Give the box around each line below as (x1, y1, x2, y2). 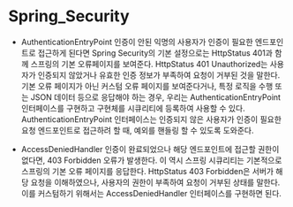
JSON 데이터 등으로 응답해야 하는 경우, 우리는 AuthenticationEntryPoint (30, 91, 282, 103)
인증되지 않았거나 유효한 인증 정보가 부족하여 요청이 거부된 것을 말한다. (37, 69, 281, 80)
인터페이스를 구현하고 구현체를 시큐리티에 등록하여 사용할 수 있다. (20, 103, 245, 113)
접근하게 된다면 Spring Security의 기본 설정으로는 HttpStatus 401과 (37, 47, 273, 58)
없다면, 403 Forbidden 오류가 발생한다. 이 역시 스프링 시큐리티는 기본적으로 (20, 155, 282, 165)
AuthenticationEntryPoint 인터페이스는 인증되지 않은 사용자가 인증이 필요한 (20, 113, 282, 125)
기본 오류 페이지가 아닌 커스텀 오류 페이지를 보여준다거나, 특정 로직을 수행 (20, 80, 274, 91)
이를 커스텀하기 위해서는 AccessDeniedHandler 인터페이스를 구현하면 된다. (20, 188, 282, 198)
